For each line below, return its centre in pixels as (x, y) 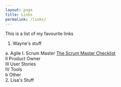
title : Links (19, 15)
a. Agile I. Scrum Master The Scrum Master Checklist (61, 53)
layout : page (19, 10)
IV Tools (14, 69)
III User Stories (21, 64)
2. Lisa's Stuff (20, 80)
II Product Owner (23, 59)
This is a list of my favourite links (39, 34)
